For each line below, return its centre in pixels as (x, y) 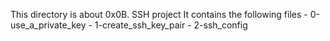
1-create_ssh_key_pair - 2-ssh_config (171, 25)
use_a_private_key (48, 25)
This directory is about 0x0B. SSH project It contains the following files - (159, 14)
